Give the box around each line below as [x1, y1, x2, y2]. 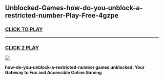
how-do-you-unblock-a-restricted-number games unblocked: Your [5, 64, 145, 70]
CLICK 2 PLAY [5, 44, 39, 51]
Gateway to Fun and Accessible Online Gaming [5, 69, 102, 75]
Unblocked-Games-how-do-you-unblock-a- [5, 4, 143, 12]
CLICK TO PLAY [5, 26, 43, 33]
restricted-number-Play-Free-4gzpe [5, 12, 119, 20]
